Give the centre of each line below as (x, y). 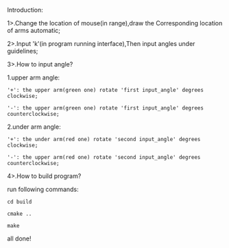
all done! (20, 238)
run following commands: (43, 189)
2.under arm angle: (34, 127)
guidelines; (23, 51)
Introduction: (25, 10)
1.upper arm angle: (34, 77)
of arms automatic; (34, 30)
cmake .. (20, 214)
